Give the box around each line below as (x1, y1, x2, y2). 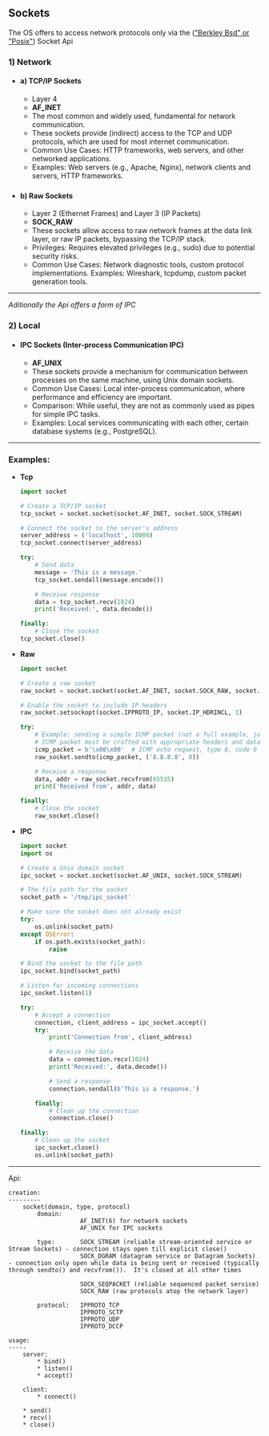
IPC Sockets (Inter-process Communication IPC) (19, 340, 184, 349)
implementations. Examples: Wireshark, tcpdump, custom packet (31, 268, 247, 278)
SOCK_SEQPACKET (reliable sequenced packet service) (79, 1280, 260, 1288)
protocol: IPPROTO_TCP (37, 1301, 120, 1309)
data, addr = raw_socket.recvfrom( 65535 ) (34, 775, 175, 783)
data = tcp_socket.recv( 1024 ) (34, 598, 135, 606)
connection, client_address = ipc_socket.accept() (34, 1018, 207, 1026)
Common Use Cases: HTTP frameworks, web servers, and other (31, 145, 244, 155)
